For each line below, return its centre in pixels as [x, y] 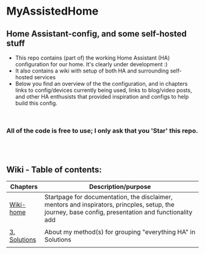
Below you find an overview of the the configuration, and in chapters [101, 84]
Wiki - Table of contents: [54, 170]
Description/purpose [120, 187]
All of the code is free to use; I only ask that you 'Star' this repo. [102, 130]
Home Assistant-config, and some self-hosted [97, 34]
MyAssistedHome [52, 11]
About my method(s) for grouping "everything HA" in [120, 232]
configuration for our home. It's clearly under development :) [91, 64]
